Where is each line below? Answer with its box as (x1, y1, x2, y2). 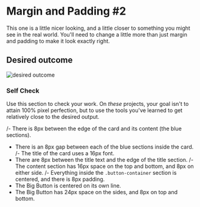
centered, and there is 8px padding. (15, 175, 105, 183)
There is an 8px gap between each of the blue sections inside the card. (15, 143, 194, 150)
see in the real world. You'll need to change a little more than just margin (6, 30, 187, 38)
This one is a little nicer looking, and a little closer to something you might (6, 24, 190, 32)
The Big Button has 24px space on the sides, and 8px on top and (15, 189, 178, 196)
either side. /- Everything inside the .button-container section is (15, 169, 177, 177)
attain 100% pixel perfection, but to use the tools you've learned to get (6, 107, 183, 114)
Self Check (6, 86, 40, 95)
